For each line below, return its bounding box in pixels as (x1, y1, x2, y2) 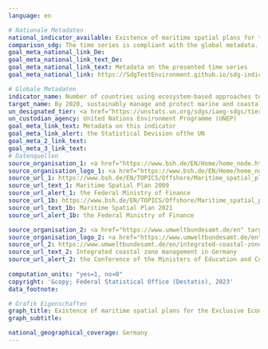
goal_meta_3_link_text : (8, 145, 88, 153)
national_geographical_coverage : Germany (8, 329, 148, 337)
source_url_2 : (8, 240, 56, 248)
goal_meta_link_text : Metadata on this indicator (8, 122, 177, 130)
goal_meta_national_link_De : (8, 49, 105, 57)
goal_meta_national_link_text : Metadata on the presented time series (8, 63, 248, 72)
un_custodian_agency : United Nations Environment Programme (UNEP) (8, 115, 238, 123)
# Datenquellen (8, 152, 59, 160)
